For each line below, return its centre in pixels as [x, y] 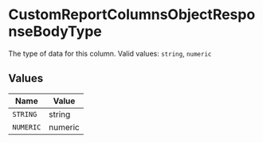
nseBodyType [55, 31]
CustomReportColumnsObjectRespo [132, 15]
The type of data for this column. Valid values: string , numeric [110, 53]
